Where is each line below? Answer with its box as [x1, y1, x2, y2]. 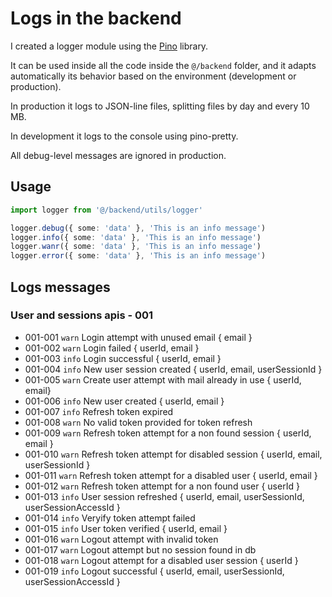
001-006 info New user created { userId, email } [24, 395, 225, 407]
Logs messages [10, 278, 111, 296]
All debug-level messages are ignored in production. [10, 149, 227, 161]
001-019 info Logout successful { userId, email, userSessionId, [24, 565, 285, 577]
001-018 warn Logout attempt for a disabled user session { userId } [24, 554, 299, 566]
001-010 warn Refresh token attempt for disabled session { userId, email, [24, 448, 323, 460]
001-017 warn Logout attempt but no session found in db [24, 543, 257, 556]
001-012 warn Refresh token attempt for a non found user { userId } [24, 480, 300, 492]
